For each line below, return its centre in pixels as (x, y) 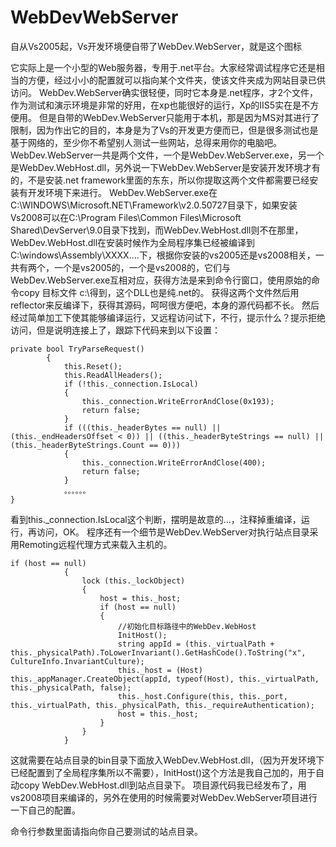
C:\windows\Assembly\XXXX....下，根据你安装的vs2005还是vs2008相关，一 (167, 255)
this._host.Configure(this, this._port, (202, 696)
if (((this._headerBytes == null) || (142, 427)
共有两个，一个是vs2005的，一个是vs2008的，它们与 (120, 267)
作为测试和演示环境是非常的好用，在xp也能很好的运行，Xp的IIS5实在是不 (160, 105)
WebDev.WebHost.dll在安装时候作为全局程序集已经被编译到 (133, 242)
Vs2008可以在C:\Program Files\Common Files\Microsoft (126, 217)
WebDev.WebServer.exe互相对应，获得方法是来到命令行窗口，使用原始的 (161, 280)
